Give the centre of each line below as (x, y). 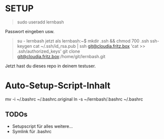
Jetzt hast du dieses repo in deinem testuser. (51, 66)
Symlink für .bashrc (32, 131)
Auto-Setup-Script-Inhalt (58, 86)
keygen (24, 46)
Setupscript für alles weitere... (43, 126)
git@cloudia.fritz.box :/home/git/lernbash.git (61, 56)
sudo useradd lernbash (40, 22)
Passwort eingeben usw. (30, 31)
